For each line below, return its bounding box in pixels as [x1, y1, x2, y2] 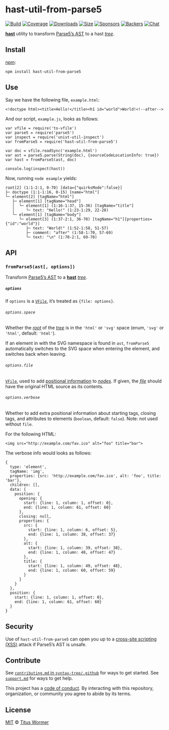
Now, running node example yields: [5, 175, 78, 181]
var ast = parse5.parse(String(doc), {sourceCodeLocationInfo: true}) [5, 153, 159, 158]
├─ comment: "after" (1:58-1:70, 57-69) [26, 230, 114, 235]
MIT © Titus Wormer [5, 719, 49, 725]
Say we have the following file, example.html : [5, 97, 100, 103]
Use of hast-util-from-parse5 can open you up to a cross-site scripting [5, 636, 157, 642]
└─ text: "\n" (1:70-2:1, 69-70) [26, 234, 97, 240]
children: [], [10, 482, 40, 487]
